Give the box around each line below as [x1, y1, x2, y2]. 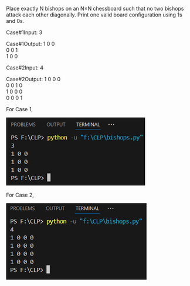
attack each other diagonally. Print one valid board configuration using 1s [6, 11, 183, 18]
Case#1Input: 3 [6, 29, 43, 36]
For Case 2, [6, 191, 34, 198]
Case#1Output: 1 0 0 [6, 41, 55, 47]
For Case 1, [6, 106, 33, 112]
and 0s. [6, 18, 25, 24]
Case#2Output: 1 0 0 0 [6, 76, 61, 82]
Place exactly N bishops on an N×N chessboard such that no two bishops [6, 5, 184, 12]
